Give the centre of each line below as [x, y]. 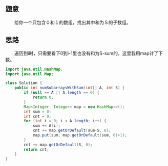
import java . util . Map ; [29, 74]
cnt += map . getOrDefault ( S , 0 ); [58, 145]
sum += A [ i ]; [46, 126]
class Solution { [24, 83]
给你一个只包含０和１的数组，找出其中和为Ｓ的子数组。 [71, 22]
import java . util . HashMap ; [34, 69]
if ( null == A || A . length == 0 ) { [62, 93]
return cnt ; [37, 149]
